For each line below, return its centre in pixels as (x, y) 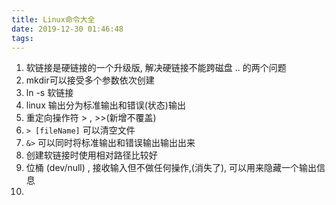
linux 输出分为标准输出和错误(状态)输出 (105, 105)
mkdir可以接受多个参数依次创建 (90, 80)
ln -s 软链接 (49, 93)
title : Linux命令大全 (53, 19)
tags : (22, 38)
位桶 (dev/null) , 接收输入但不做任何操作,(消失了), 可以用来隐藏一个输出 (171, 168)
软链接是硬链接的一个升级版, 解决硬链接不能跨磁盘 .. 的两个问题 (156, 68)
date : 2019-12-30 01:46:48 (67, 29)
